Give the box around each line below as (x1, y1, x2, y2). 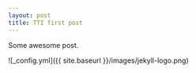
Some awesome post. (8, 40, 79, 49)
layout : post (8, 11, 51, 20)
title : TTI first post (8, 19, 83, 27)
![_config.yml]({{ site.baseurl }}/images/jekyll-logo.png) (8, 56, 190, 65)
